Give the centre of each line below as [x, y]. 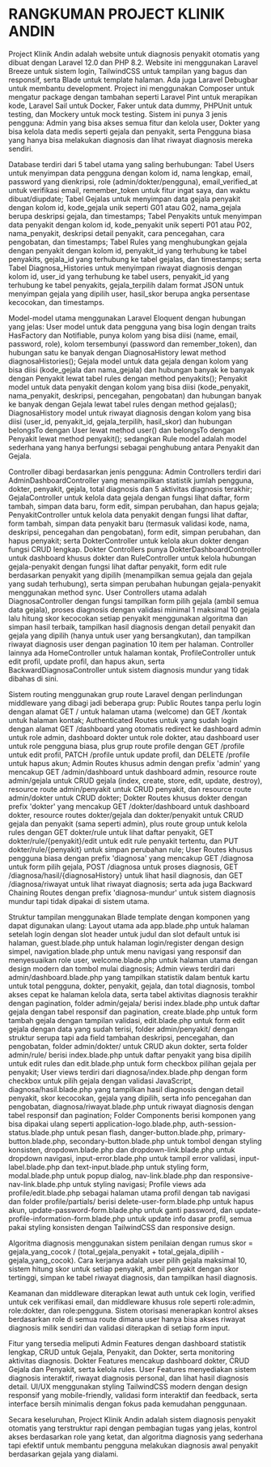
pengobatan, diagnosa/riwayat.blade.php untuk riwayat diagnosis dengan [131, 1106]
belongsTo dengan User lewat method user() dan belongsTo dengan [122, 430]
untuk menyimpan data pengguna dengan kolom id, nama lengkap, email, [131, 173]
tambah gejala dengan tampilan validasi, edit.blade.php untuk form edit [127, 1020]
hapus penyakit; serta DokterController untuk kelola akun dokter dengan [129, 540]
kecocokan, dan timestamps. [57, 302]
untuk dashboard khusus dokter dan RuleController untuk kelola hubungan [132, 557]
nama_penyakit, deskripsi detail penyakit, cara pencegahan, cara [116, 233]
